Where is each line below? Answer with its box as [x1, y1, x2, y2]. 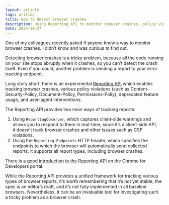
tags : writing [5, 12, 35, 17]
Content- [130, 86, 149, 92]
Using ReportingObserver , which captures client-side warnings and [12, 116, 151, 122]
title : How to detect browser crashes [5, 17, 87, 22]
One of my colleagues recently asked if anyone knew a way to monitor [5, 40, 151, 46]
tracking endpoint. [5, 71, 43, 77]
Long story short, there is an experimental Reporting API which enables [5, 81, 153, 87]
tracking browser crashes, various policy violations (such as [5, 86, 130, 92]
